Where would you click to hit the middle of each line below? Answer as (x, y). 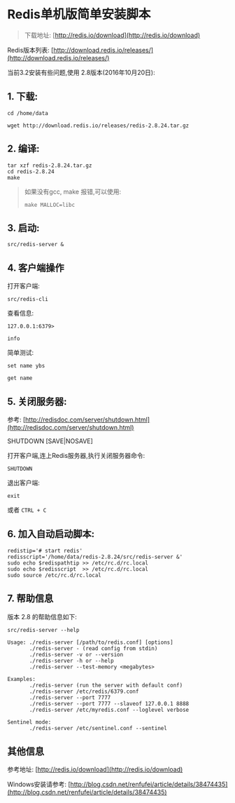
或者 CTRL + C (27, 510)
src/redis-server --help (43, 630)
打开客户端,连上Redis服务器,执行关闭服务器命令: (76, 456)
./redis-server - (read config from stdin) (93, 648)
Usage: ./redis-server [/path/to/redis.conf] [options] (90, 642)
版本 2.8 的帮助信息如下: (42, 616)
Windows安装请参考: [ (39, 784)
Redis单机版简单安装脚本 (79, 14)
